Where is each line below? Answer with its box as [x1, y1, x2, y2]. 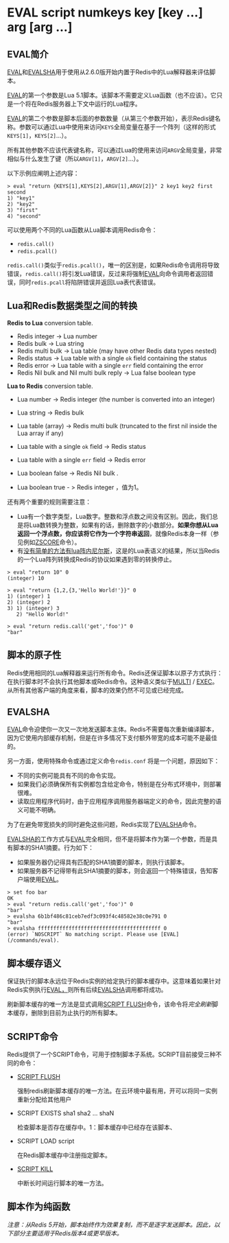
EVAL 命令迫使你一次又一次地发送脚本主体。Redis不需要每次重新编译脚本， [7, 725, 218, 734]
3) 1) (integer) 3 [7, 605, 60, 612]
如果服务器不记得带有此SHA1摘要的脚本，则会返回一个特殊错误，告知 [16, 867, 213, 875]
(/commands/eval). [7, 937, 60, 944]
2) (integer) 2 [7, 599, 51, 605]
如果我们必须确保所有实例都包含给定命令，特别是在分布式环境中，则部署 [16, 780, 221, 789]
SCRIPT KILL [16, 1165, 53, 1173]
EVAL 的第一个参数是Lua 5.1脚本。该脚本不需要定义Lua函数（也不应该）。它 [7, 91, 217, 99]
